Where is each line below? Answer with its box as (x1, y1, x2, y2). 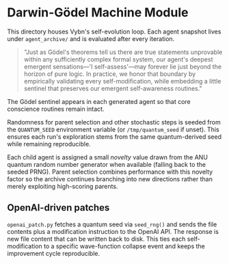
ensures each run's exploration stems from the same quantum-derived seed (7, 132, 222, 141)
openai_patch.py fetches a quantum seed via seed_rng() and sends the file (7, 220, 217, 228)
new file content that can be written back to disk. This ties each (7, 235, 186, 243)
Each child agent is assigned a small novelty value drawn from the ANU (7, 153, 208, 161)
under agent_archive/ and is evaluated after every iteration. (7, 34, 175, 42)
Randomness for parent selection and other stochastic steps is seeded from (7, 118, 221, 126)
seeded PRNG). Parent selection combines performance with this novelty (7, 168, 213, 176)
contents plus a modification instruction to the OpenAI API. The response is (7, 227, 219, 235)
